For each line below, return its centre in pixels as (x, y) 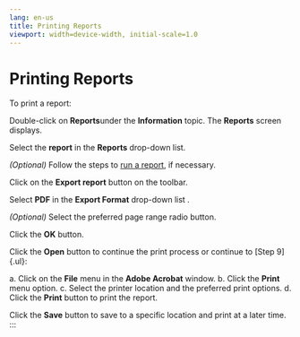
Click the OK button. (47, 235)
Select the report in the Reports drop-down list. (98, 148)
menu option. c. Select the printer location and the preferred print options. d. (150, 289)
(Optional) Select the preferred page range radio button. (113, 217)
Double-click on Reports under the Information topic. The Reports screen (146, 121)
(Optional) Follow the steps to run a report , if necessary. (113, 165)
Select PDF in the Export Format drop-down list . (99, 200)
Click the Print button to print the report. (84, 298)
